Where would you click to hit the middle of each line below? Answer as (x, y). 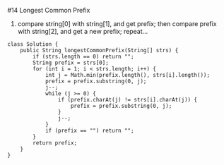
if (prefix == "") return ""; (89, 130)
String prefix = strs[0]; (71, 63)
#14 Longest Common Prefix (49, 10)
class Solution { (33, 44)
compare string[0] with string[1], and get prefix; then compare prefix (117, 24)
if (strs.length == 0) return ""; (83, 56)
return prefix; (55, 143)
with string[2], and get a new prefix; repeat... (83, 31)
